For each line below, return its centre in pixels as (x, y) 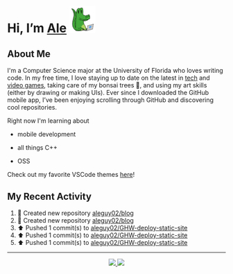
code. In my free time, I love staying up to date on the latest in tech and (109, 78)
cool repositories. (32, 108)
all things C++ (37, 148)
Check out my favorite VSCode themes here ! (71, 175)
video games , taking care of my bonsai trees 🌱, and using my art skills (107, 85)
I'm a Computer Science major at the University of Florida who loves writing (115, 71)
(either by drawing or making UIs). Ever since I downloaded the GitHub (108, 93)
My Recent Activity (50, 196)
